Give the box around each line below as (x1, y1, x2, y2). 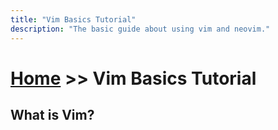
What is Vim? (10, 107, 95, 124)
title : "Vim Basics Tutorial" (10, 14, 137, 25)
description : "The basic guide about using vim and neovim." (10, 24, 271, 34)
